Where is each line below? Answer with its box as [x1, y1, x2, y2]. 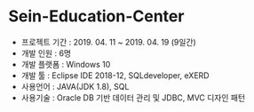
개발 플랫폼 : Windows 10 [20, 59, 111, 69]
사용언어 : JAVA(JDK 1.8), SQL [20, 81, 130, 92]
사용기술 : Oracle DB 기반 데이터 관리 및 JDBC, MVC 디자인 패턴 [20, 92, 246, 103]
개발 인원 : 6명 [20, 47, 72, 59]
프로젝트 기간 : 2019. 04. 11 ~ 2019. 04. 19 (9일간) [20, 36, 196, 47]
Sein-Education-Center [8, 6, 185, 27]
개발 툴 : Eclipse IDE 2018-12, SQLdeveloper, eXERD [20, 69, 210, 81]
